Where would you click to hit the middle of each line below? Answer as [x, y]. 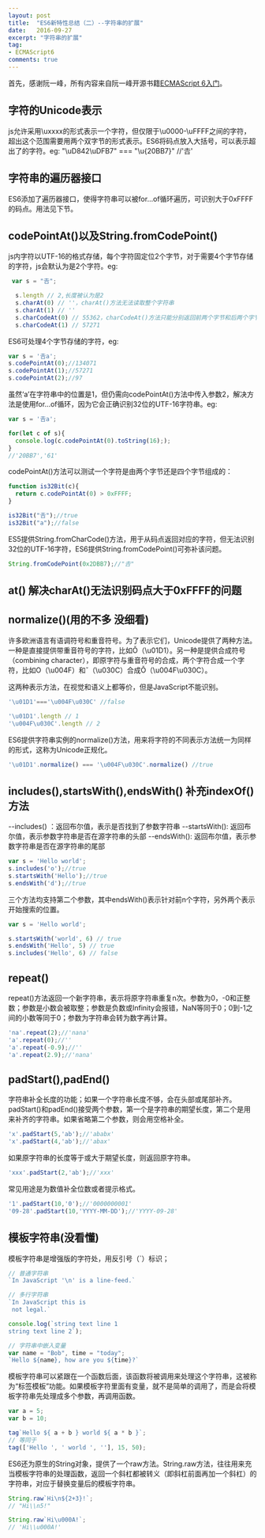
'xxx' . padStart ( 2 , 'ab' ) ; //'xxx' [61, 1173]
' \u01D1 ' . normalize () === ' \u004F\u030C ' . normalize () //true [111, 764]
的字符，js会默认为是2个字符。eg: [63, 267]
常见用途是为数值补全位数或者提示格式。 [74, 1188]
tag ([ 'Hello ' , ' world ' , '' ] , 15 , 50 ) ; [77, 1447]
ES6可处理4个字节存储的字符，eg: [63, 341]
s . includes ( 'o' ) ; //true [47, 869]
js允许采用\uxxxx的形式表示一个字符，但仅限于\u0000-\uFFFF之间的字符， [129, 131]
